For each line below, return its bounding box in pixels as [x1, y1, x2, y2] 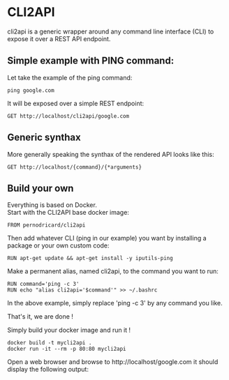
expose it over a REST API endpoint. [7, 34, 111, 43]
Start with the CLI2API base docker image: [7, 208, 129, 217]
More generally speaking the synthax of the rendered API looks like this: [7, 150, 214, 158]
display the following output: [7, 365, 89, 374]
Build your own [7, 182, 74, 194]
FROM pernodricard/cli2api [7, 222, 86, 229]
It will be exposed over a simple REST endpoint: [7, 99, 145, 107]
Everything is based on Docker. [7, 201, 98, 209]
